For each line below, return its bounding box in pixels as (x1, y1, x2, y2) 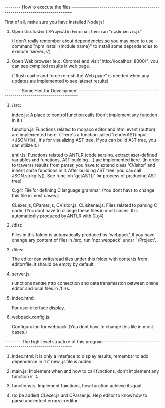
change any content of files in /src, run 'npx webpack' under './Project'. (11, 237, 156, 243)
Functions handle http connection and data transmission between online (11, 281, 159, 286)
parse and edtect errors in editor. (11, 398, 79, 403)
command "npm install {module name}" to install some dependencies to (11, 43, 158, 49)
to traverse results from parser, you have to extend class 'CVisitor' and (11, 162, 156, 168)
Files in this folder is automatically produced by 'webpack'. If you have (11, 232, 155, 238)
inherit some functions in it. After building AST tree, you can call (11, 167, 141, 173)
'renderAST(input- (112, 132, 149, 137)
